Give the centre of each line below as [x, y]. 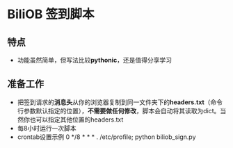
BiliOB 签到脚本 [51, 14]
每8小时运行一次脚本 [47, 128]
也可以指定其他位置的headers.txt [77, 120]
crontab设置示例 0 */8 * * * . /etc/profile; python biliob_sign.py [106, 137]
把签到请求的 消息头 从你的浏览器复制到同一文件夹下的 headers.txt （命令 [120, 102]
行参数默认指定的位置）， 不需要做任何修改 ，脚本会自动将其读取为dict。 [119, 110]
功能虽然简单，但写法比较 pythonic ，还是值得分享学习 [95, 60]
